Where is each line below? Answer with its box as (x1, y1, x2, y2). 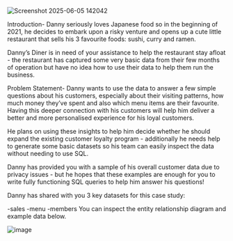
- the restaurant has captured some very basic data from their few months (7, 56, 220, 64)
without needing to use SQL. (7, 150, 89, 157)
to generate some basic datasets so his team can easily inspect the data (7, 142, 214, 150)
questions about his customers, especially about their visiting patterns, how (7, 91, 224, 100)
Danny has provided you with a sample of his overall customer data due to (7, 163, 220, 171)
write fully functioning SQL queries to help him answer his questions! (7, 178, 204, 186)
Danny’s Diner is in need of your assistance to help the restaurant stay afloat (7, 49, 226, 56)
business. (7, 70, 35, 79)
